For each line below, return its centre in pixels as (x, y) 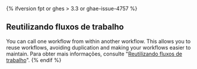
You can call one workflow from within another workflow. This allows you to (99, 41)
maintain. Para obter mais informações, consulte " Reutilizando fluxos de (94, 54)
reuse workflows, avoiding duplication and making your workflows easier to (99, 47)
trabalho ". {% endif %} (34, 60)
